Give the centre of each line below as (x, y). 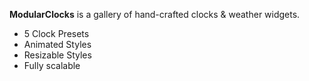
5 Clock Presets (56, 33)
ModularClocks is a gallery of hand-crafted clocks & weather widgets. (155, 14)
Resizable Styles (57, 55)
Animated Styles (57, 44)
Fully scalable (52, 65)
